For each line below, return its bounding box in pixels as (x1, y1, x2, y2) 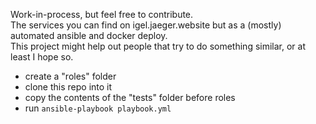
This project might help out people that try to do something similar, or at (10, 40, 307, 52)
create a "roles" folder (24, 70, 117, 82)
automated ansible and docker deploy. (10, 30, 168, 41)
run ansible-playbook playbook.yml (24, 102, 172, 114)
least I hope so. (10, 51, 74, 63)
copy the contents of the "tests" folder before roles (24, 92, 236, 103)
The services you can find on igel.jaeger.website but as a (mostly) (10, 19, 282, 31)
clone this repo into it (24, 81, 113, 93)
